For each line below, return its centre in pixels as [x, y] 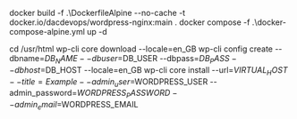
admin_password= [43, 93]
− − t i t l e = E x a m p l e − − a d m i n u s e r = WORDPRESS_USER [109, 82]
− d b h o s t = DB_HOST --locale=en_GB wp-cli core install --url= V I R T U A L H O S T [148, 71]
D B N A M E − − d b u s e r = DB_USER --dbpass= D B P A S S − [140, 59]
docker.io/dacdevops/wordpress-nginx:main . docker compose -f [130, 22]
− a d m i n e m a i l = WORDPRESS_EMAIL [74, 106]
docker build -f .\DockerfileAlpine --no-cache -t [98, 13]
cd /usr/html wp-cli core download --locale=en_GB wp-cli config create [141, 49]
